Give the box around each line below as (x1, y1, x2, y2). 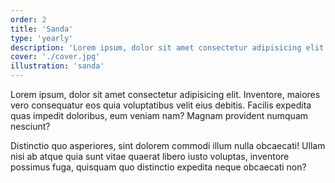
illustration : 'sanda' (10, 61, 105, 71)
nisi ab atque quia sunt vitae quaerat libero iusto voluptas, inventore (10, 151, 290, 162)
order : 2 (10, 14, 47, 25)
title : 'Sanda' (10, 24, 74, 34)
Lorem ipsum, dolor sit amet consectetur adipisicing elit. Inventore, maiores (10, 89, 321, 100)
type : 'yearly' (10, 33, 74, 43)
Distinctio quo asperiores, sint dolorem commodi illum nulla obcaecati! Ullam (10, 140, 326, 151)
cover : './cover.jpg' (10, 52, 101, 62)
